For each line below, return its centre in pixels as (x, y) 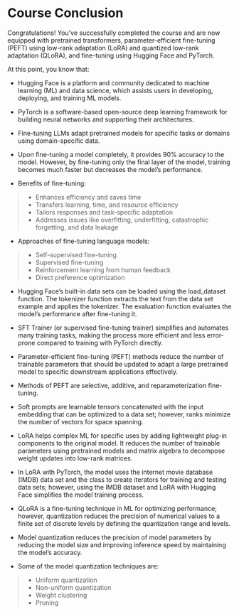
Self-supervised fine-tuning (76, 254)
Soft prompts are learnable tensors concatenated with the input (111, 406)
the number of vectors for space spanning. (80, 421)
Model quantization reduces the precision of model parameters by (115, 537)
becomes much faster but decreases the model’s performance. (110, 169)
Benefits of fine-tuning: (52, 183)
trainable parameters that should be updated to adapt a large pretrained (123, 364)
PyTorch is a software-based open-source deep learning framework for (122, 112)
